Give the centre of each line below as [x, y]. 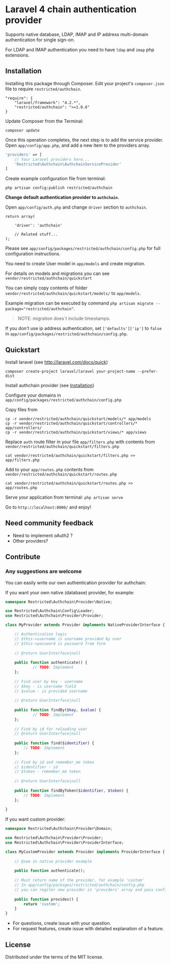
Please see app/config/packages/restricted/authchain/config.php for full [83, 248]
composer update [22, 130]
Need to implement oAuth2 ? [42, 535]
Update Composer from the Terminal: [45, 121]
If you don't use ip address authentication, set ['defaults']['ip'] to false [83, 328]
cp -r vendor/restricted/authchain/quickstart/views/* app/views [76, 433]
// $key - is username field [45, 686]
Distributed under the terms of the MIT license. [54, 957]
